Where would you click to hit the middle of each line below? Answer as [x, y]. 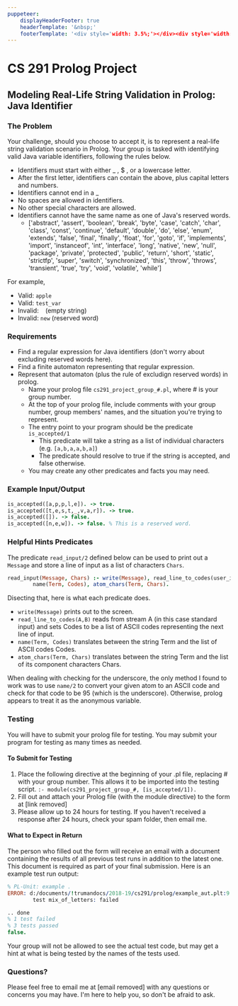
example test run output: [43, 874]
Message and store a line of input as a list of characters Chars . [96, 565]
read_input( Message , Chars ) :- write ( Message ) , [79, 578]
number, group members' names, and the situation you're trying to [125, 412]
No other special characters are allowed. [77, 208]
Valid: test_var [39, 303]
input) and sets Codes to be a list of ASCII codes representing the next [120, 627]
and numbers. [38, 186]
